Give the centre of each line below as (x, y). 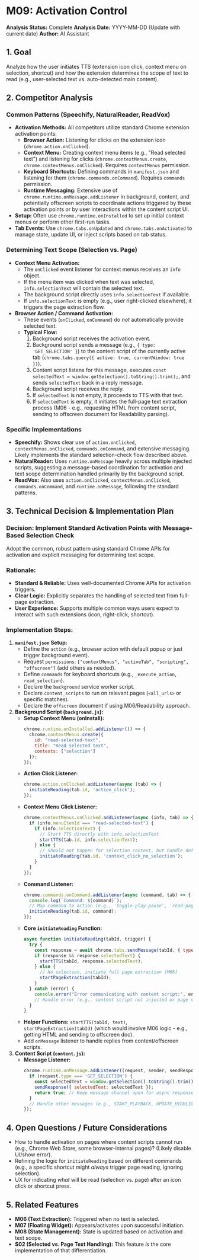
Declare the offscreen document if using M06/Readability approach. (107, 706)
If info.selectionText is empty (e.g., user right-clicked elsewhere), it (107, 300)
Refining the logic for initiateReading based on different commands (98, 1161)
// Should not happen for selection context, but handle (111, 851)
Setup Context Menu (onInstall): (64, 718)
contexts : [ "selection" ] (65, 751)
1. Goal (19, 52)
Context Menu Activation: (47, 263)
